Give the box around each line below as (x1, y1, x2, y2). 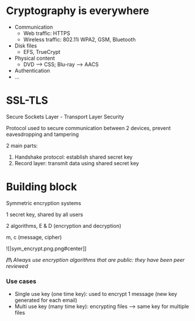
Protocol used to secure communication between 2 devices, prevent (6, 124, 171, 131)
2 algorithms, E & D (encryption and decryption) (6, 222, 122, 229)
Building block (6, 180, 77, 194)
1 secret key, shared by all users (6, 211, 83, 218)
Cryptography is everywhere (6, 4, 149, 18)
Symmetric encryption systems (6, 199, 81, 206)
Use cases (6, 277, 37, 285)
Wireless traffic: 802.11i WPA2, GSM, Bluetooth (23, 36, 136, 43)
